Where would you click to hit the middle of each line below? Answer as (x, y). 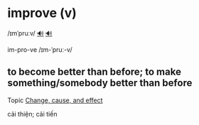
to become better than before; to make (94, 72)
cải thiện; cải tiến (32, 114)
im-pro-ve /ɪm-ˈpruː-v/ (40, 49)
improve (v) (42, 13)
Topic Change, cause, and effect (55, 100)
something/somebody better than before (100, 83)
